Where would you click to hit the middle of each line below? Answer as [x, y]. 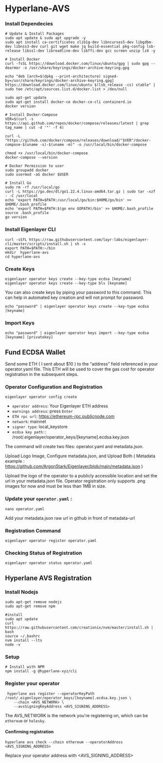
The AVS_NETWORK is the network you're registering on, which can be [77, 715]
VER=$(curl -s [19, 119]
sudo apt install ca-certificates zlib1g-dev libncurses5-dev [69, 42]
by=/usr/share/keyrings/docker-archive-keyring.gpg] [60, 81]
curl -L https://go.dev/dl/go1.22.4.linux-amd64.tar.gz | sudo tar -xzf [80, 192]
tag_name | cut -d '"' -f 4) [35, 128]
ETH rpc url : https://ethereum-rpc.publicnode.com [63, 416]
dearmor [13, 68]
